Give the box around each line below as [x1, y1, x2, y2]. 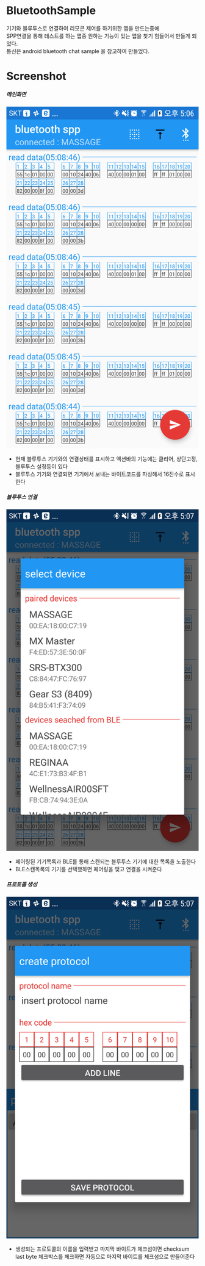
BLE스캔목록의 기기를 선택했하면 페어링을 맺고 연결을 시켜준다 [15, 866, 162, 873]
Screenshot [6, 70, 67, 83]
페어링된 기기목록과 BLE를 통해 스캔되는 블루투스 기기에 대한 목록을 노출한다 [15, 858, 196, 865]
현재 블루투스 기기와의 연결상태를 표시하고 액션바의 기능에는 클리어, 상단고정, [15, 455, 198, 462]
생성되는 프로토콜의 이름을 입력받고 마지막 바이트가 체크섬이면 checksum [15, 1245, 190, 1253]
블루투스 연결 [6, 493, 38, 500]
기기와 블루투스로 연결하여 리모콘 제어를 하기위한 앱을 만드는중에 [6, 24, 160, 32]
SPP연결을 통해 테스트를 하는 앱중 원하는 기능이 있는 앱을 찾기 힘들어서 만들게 [6, 32, 191, 40]
